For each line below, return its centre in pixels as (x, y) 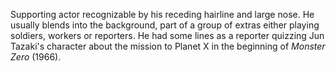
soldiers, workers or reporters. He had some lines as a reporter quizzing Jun (167, 35)
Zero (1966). (36, 57)
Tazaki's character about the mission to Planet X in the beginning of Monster (168, 46)
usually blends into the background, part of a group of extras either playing (165, 25)
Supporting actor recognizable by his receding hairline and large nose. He (162, 14)
